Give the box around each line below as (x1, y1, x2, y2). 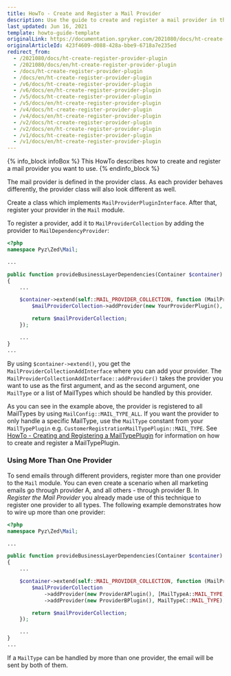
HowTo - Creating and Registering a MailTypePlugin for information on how (7, 431, 220, 440)
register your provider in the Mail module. (7, 206, 125, 214)
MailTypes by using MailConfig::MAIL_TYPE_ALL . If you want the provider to (7, 409, 219, 418)
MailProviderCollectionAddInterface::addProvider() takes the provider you (7, 373, 223, 382)
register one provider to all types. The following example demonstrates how (7, 500, 221, 509)
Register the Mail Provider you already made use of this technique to (7, 493, 201, 502)
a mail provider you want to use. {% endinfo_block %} (7, 165, 160, 173)
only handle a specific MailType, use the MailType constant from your (7, 416, 203, 424)
